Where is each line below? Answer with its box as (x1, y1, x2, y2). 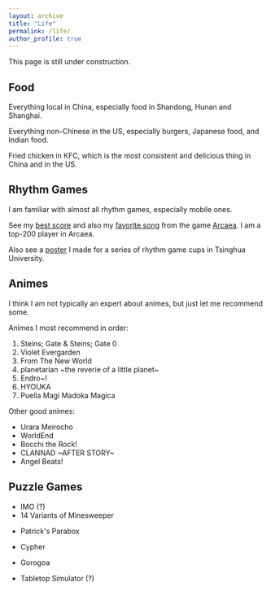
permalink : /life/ (8, 27, 71, 35)
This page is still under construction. (8, 57, 131, 67)
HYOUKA (20, 381, 51, 391)
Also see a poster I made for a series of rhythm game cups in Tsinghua (8, 245, 246, 254)
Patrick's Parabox (20, 526, 80, 536)
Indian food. (8, 135, 49, 145)
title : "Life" (8, 20, 57, 28)
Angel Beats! (20, 456, 63, 466)
